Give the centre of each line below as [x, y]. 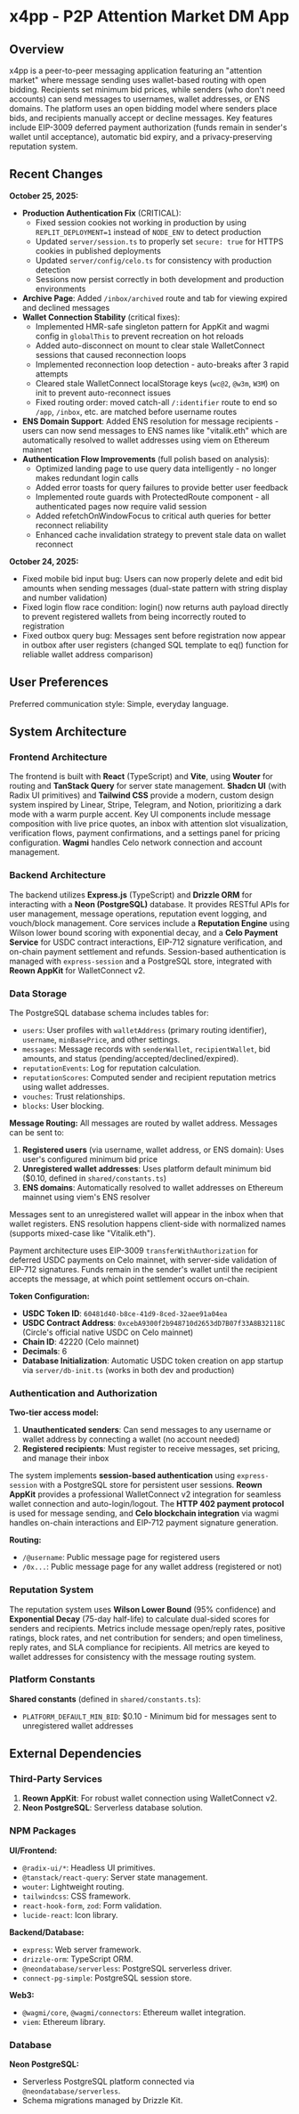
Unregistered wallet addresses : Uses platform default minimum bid [146, 1168]
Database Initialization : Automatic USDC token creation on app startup [153, 1361]
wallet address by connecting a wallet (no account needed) [131, 1439]
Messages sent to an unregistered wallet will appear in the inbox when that [146, 1214]
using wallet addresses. [65, 1086]
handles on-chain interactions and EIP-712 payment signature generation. [144, 1523]
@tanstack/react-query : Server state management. [115, 1877]
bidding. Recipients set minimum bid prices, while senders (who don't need [147, 89]
